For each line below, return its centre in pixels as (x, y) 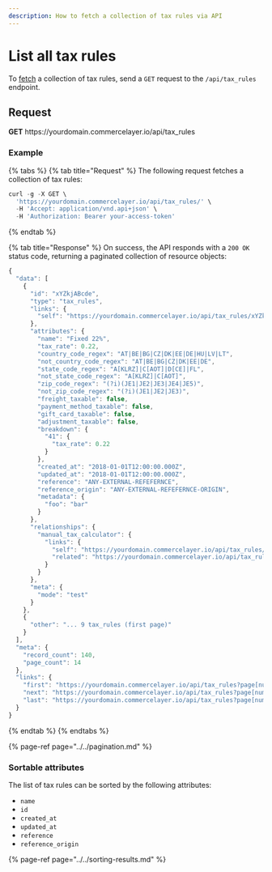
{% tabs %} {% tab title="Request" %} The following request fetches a (126, 170)
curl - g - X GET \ (38, 194)
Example (26, 153)
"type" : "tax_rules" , (66, 301)
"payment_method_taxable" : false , (96, 406)
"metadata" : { (61, 497)
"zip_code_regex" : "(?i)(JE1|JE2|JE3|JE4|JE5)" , (121, 384)
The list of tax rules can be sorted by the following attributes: (110, 785)
